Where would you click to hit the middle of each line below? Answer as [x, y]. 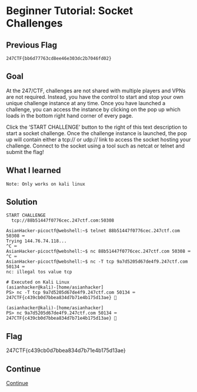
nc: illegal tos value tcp [39, 272]
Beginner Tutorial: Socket [70, 11]
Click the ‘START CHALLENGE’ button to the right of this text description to [97, 127]
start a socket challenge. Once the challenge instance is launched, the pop [96, 133]
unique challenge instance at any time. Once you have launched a [86, 103]
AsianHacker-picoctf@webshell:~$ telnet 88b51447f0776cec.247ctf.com [93, 231]
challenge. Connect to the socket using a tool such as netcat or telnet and [96, 146]
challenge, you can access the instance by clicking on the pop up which [94, 109]
